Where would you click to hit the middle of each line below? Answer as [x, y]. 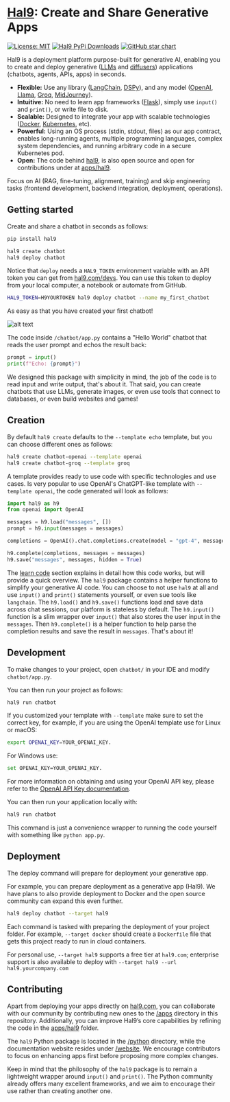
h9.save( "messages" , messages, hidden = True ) [75, 560]
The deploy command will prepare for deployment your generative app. [108, 873]
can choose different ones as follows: [60, 444]
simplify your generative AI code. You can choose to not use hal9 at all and [113, 587]
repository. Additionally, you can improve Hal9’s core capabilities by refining [114, 1020]
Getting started [40, 210]
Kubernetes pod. [41, 153]
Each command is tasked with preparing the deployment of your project [108, 926]
